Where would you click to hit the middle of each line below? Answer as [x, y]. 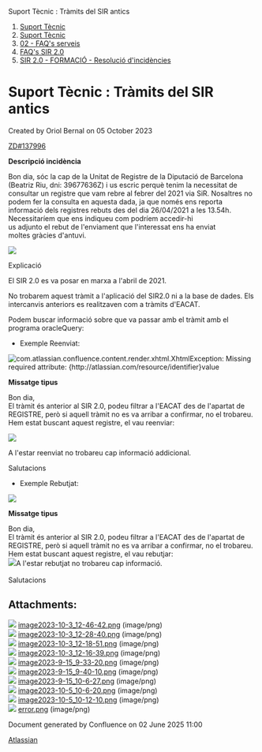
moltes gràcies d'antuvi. [47, 235]
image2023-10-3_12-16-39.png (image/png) [89, 653]
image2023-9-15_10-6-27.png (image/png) [87, 681]
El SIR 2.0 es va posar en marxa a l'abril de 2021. [88, 280]
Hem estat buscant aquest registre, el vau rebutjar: [91, 554]
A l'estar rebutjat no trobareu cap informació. [90, 563]
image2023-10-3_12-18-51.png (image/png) [88, 643]
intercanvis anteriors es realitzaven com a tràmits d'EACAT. [104, 304]
